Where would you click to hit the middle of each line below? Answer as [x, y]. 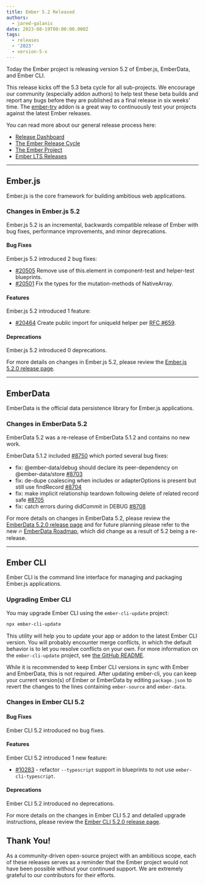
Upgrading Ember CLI [39, 600]
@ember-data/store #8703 [49, 474]
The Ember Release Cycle [48, 143]
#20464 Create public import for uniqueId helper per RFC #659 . [95, 323]
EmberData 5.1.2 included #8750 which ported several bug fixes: [88, 455]
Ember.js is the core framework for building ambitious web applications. [96, 196]
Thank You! [28, 841]
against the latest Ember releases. [49, 113]
